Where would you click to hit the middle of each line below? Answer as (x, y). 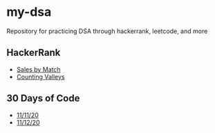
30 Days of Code (43, 98)
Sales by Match (38, 69)
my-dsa (29, 12)
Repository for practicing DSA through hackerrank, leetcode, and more (107, 31)
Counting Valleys (40, 76)
